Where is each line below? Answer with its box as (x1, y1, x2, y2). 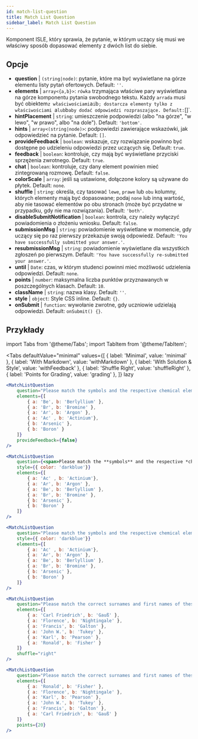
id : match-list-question (6, 8, 67, 15)
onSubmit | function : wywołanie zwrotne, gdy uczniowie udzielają (14, 301, 177, 308)
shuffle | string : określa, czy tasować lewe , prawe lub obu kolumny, (14, 188, 177, 195)
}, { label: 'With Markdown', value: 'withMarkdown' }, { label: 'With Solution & (6, 359, 192, 365)
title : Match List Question (6, 14, 75, 20)
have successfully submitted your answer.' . (14, 238, 125, 246)
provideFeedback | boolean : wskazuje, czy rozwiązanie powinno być (14, 138, 183, 145)
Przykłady (6, 325, 45, 335)
